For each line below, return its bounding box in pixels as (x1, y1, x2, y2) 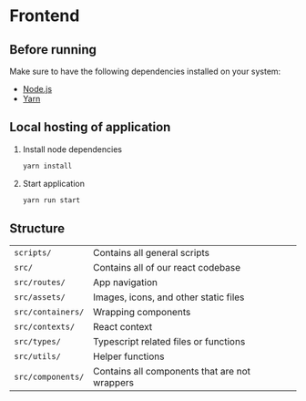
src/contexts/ (14, 322, 76, 333)
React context (92, 321, 153, 334)
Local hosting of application (9, 119, 171, 135)
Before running (9, 42, 97, 57)
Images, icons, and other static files (92, 291, 245, 303)
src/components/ (14, 372, 85, 383)
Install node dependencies (22, 143, 123, 155)
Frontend (9, 5, 80, 26)
